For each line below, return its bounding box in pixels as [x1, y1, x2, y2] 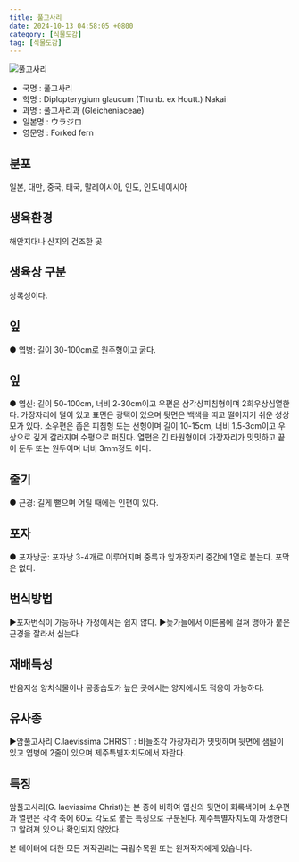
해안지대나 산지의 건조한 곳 [9, 235, 103, 246]
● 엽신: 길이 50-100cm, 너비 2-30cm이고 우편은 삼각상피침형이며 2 [9, 398, 247, 409]
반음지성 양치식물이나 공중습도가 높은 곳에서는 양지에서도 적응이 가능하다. [9, 682, 265, 693]
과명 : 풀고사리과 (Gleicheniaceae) [21, 105, 145, 116]
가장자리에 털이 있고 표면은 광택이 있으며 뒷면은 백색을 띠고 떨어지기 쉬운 [21, 409, 274, 421]
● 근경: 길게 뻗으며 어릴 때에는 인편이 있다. [9, 498, 159, 508]
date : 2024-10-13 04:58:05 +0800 [9, 21, 134, 30]
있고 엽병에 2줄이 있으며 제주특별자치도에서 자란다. [9, 747, 186, 758]
